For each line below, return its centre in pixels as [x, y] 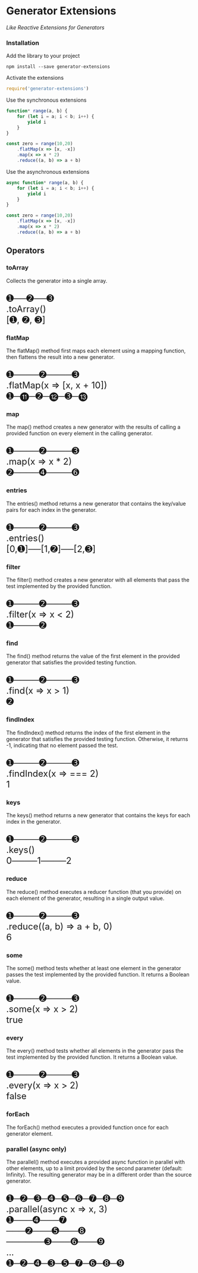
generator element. [30, 1133]
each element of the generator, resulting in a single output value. [85, 898]
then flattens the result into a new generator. [60, 357]
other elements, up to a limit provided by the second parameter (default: [95, 1168]
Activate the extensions [35, 78]
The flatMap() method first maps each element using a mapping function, [96, 351]
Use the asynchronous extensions [48, 171]
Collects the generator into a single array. [57, 280]
